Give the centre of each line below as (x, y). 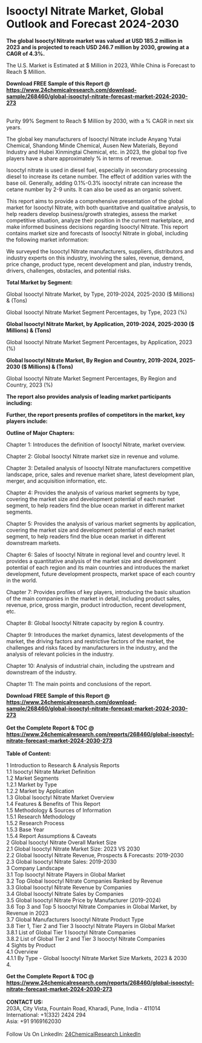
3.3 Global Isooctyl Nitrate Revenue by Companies (69, 887)
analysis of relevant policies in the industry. (60, 654)
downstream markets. (33, 543)
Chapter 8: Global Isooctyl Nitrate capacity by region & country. (85, 623)
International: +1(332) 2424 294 (46, 1015)
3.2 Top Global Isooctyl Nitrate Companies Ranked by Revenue (85, 881)
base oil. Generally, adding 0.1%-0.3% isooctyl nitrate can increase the (94, 183)
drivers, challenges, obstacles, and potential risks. (69, 270)
